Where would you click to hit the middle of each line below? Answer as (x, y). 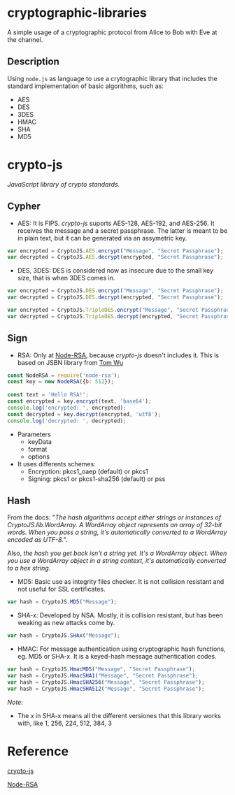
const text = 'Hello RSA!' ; (48, 395)
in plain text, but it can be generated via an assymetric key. (102, 238)
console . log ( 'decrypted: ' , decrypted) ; (67, 421)
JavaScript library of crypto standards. (64, 184)
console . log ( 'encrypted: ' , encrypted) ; (67, 408)
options (39, 457)
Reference (38, 751)
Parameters (34, 434)
